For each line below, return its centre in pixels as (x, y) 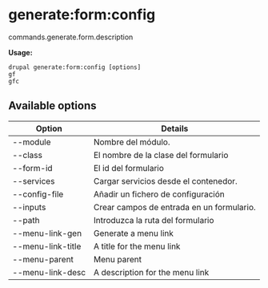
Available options (53, 106)
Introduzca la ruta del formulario (154, 220)
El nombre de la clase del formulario (161, 155)
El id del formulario (128, 168)
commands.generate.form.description (71, 37)
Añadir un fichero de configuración (159, 194)
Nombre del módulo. (132, 142)
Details (175, 128)
